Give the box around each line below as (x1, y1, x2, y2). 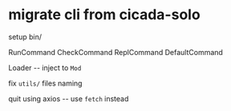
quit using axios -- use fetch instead (8, 93, 129, 103)
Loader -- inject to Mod (8, 62, 82, 73)
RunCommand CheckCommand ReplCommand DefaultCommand (8, 47, 223, 57)
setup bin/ (8, 32, 43, 42)
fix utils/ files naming (8, 78, 83, 88)
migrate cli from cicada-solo (8, 6, 201, 24)
